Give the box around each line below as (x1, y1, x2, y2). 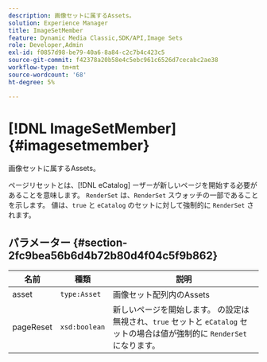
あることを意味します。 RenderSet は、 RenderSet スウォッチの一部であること (8, 190, 259, 200)
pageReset (12, 321, 53, 333)
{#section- (72, 235, 128, 249)
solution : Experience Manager (8, 19, 109, 27)
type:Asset (60, 290, 102, 299)
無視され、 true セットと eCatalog (112, 316, 238, 327)
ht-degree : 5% (8, 78, 56, 86)
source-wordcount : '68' (8, 71, 87, 79)
